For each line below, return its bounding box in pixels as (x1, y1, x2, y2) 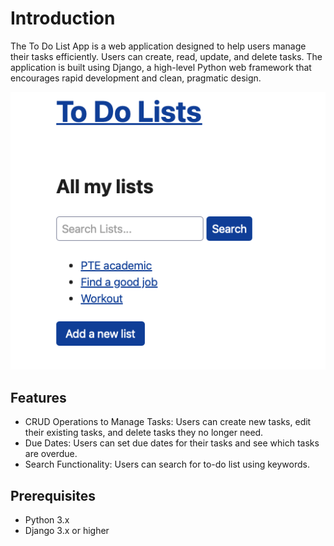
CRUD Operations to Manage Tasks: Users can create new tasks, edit (24, 416, 312, 428)
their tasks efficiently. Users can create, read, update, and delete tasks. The (10, 50, 323, 62)
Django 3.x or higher (24, 524, 110, 536)
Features (10, 389, 67, 406)
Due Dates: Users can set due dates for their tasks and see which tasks (24, 437, 320, 449)
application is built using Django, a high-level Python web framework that (10, 61, 312, 73)
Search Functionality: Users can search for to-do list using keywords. (24, 458, 310, 471)
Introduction (10, 7, 116, 30)
